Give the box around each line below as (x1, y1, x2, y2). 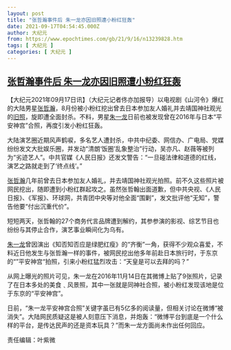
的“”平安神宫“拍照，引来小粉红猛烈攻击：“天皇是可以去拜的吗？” (7, 257, 189, 265)
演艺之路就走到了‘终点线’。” (7, 161, 82, 169)
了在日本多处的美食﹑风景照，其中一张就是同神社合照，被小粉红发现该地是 (7, 280, 218, 289)
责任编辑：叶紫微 (7, 336, 56, 344)
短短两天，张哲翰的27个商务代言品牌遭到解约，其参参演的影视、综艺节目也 (7, 216, 219, 225)
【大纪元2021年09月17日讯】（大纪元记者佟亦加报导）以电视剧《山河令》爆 (7, 95, 218, 103)
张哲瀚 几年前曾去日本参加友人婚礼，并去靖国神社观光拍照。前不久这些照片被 (7, 176, 224, 185)
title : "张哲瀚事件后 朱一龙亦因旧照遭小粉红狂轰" (7, 17, 135, 23)
